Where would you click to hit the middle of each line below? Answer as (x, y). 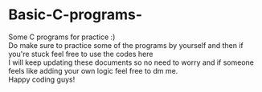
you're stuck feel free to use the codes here (81, 54)
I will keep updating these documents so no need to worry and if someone (131, 62)
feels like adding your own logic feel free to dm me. (93, 70)
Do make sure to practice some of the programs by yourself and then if (126, 45)
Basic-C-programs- (76, 15)
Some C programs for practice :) (62, 37)
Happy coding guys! (42, 79)
